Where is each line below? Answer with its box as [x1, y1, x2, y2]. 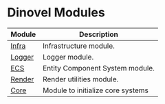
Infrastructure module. [42, 41, 115, 51]
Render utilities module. [42, 74, 119, 83]
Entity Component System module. [42, 63, 155, 73]
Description [78, 29, 118, 39]
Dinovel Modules [7, 5, 105, 21]
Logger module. [42, 52, 94, 62]
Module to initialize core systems [42, 86, 149, 95]
